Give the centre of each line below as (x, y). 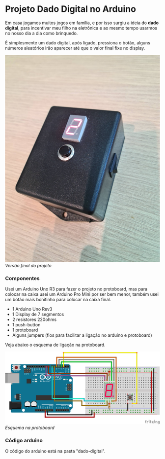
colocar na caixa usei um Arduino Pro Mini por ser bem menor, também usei (82, 294)
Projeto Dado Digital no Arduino (71, 9)
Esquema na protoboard (30, 428)
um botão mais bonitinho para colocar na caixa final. (58, 300)
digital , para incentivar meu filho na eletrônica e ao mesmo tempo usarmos (81, 28)
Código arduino (24, 440)
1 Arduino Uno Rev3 (32, 309)
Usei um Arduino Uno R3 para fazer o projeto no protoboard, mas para (76, 289)
